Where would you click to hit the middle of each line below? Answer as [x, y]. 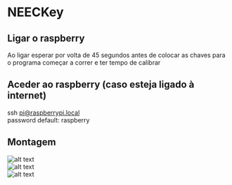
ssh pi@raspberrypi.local [44, 113]
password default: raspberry [49, 120]
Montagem [32, 142]
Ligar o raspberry [46, 38]
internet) [27, 96]
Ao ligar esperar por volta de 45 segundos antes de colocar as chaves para [117, 55]
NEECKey [36, 12]
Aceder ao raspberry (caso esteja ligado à [101, 85]
